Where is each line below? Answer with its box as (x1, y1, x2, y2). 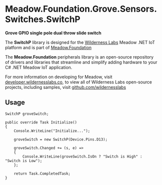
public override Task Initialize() (5, 120, 77, 125)
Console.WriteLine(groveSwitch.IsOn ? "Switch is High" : (22, 154, 143, 159)
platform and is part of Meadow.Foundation (5, 44, 92, 50)
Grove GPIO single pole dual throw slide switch (5, 30, 102, 36)
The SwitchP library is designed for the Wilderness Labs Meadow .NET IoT (5, 39, 155, 45)
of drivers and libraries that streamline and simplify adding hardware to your (5, 59, 158, 65)
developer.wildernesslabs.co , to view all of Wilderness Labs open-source (5, 79, 152, 85)
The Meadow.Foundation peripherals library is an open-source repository (5, 54, 154, 60)
